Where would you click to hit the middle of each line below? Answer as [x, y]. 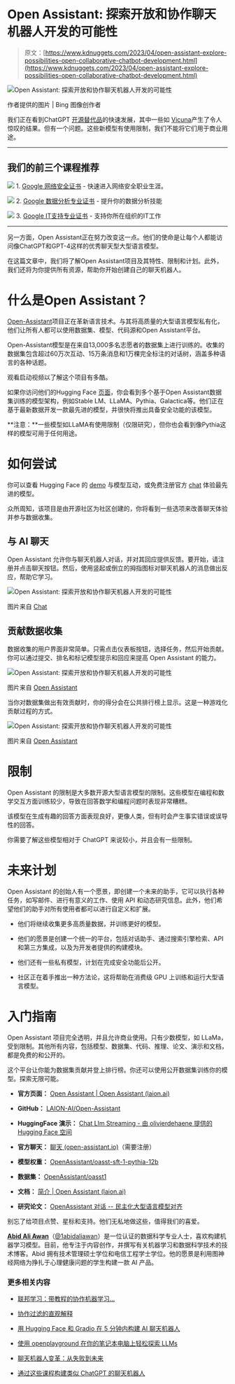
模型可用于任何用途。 [50, 433]
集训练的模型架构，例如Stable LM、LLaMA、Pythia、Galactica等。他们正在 [115, 400]
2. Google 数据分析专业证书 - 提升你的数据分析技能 [89, 201]
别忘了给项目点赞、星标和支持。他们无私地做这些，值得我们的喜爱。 [105, 1222]
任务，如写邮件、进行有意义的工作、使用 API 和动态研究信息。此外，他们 [112, 900]
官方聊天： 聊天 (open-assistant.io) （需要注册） [86, 1147]
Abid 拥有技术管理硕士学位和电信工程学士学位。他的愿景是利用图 [125, 1254]
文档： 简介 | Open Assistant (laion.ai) [72, 1191]
